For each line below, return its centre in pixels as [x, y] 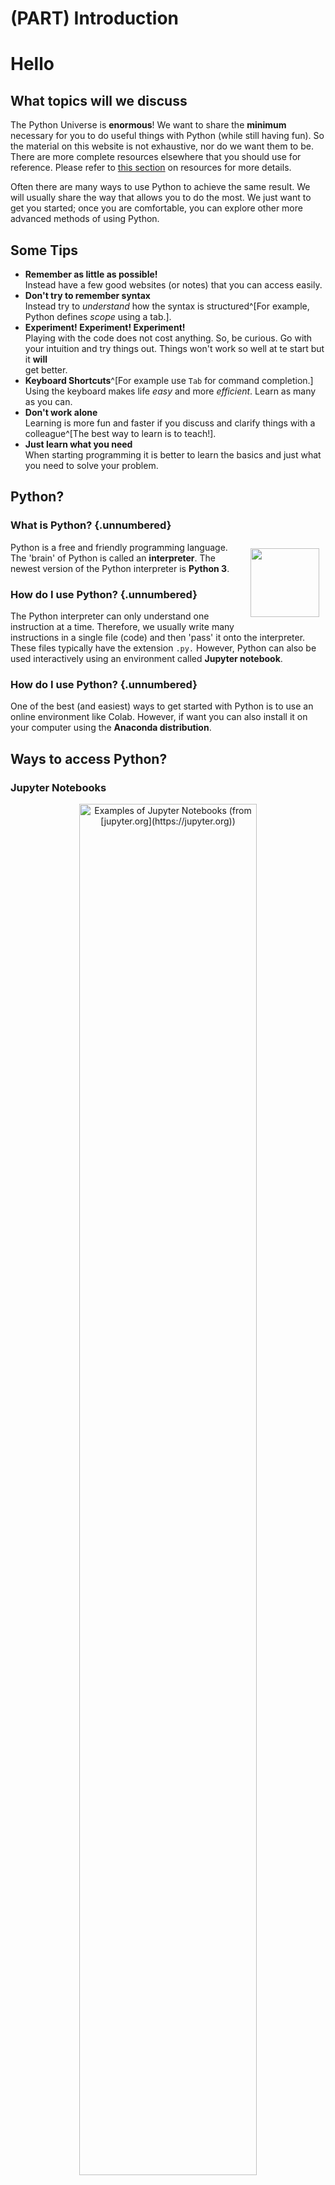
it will [36, 359]
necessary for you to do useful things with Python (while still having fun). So [167, 136]
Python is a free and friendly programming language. [119, 547]
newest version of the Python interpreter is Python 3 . [120, 568]
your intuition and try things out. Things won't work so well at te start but [174, 348]
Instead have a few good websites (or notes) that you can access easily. [173, 285]
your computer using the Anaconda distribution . [111, 728]
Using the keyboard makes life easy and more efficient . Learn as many [170, 391]
